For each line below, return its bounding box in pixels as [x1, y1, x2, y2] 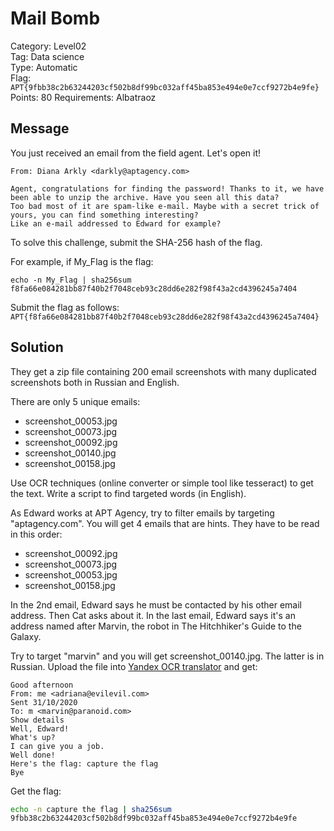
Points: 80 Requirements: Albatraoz [10, 91, 157, 103]
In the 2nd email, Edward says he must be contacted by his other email [10, 598, 302, 611]
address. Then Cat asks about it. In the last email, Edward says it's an [10, 609, 296, 621]
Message [10, 120, 70, 137]
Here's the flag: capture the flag [10, 758, 159, 769]
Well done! [10, 750, 56, 760]
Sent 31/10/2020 [10, 697, 78, 707]
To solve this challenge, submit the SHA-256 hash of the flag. [10, 236, 263, 248]
